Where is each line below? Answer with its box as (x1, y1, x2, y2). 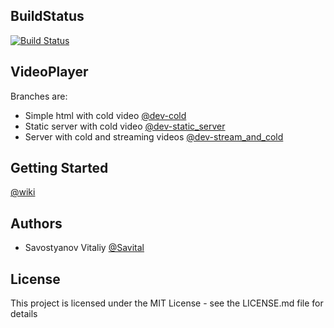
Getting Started (10, 160, 109, 177)
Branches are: (10, 90, 68, 102)
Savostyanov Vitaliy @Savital (24, 242, 145, 254)
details (10, 308, 38, 320)
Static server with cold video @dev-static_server (24, 120, 226, 132)
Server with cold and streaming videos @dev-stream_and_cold (24, 130, 284, 143)
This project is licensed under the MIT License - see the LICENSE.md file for (10, 297, 324, 309)
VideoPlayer (10, 64, 89, 81)
